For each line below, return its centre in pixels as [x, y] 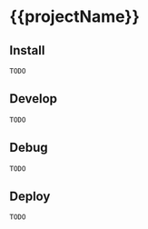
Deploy [30, 197]
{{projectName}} [75, 17]
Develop [33, 99]
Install [27, 50]
